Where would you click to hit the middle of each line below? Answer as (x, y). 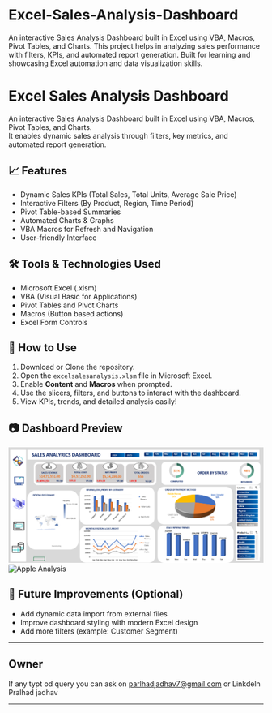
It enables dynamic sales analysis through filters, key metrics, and (118, 135)
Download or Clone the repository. (77, 367)
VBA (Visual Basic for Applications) (79, 296)
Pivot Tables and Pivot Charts (69, 305)
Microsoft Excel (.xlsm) (58, 288)
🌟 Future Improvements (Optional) (96, 594)
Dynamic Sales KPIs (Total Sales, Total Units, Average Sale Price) (128, 194)
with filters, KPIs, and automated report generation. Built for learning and (130, 54)
